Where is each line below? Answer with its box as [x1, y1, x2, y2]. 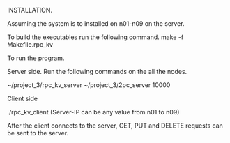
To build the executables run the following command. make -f [7, 33, 184, 41]
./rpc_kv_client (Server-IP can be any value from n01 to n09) [7, 108, 180, 116]
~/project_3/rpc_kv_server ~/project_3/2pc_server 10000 [7, 81, 171, 89]
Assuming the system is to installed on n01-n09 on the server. [7, 20, 185, 27]
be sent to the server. [7, 129, 68, 137]
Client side [7, 94, 38, 103]
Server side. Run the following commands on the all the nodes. [7, 68, 187, 75]
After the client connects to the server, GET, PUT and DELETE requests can [7, 121, 223, 130]
